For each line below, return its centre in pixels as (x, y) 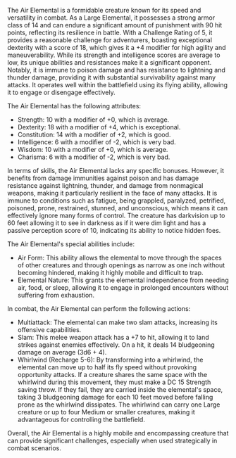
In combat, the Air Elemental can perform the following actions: (99, 308)
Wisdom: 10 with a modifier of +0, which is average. (93, 150)
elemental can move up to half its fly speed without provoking (107, 367)
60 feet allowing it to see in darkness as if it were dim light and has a (107, 223)
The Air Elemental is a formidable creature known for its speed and (104, 10)
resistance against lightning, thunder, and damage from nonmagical (105, 185)
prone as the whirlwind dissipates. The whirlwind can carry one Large (119, 405)
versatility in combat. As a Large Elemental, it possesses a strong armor (111, 18)
